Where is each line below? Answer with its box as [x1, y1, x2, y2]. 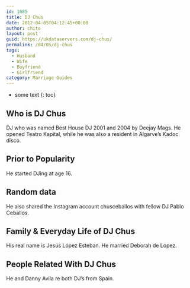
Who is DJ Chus [6, 108, 66, 119]
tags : [6, 48, 20, 53]
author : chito [6, 25, 41, 31]
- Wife [11, 58, 28, 64]
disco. [6, 137, 21, 144]
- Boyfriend [11, 64, 41, 70]
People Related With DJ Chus [6, 259, 117, 269]
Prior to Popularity [6, 154, 75, 164]
